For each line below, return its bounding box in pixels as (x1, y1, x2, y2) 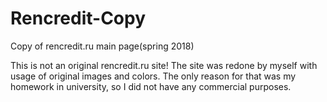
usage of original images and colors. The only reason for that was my (10, 70, 297, 82)
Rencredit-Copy (10, 7, 147, 30)
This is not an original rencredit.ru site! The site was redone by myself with (10, 59, 318, 71)
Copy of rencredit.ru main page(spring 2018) (10, 40, 195, 52)
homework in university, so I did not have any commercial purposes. (10, 80, 292, 92)
